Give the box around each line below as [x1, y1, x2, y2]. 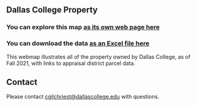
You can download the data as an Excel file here [6, 39, 150, 48]
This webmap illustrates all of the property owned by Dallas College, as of [6, 53, 191, 60]
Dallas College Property [6, 5, 98, 15]
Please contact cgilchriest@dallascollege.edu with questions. [6, 93, 159, 101]
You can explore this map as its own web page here [6, 23, 160, 31]
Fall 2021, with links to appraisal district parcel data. [6, 59, 135, 67]
